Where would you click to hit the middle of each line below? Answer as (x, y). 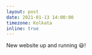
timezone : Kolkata (29, 23)
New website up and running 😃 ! (46, 45)
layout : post (23, 12)
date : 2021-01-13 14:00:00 (40, 17)
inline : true (23, 28)
